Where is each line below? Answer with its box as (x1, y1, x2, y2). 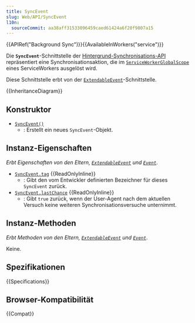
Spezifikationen (6, 262, 66, 273)
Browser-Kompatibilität (6, 294, 94, 305)
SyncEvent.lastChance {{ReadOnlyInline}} (14, 189, 115, 196)
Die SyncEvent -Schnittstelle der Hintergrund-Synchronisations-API (6, 52, 166, 59)
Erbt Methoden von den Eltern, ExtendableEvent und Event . (6, 234, 148, 241)
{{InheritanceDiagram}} (6, 87, 63, 94)
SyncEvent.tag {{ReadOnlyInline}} (14, 170, 96, 177)
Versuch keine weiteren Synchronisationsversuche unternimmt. (23, 201, 177, 208)
